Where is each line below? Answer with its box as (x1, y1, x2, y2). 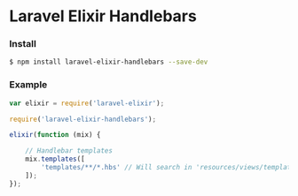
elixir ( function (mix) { (9, 131, 101, 139)
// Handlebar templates (25, 147, 114, 155)
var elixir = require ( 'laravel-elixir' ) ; (9, 99, 165, 108)
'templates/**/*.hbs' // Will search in (41, 163, 192, 172)
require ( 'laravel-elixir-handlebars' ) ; (9, 115, 157, 124)
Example (9, 79, 48, 91)
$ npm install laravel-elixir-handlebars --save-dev (9, 57, 208, 67)
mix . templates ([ (25, 155, 86, 164)
